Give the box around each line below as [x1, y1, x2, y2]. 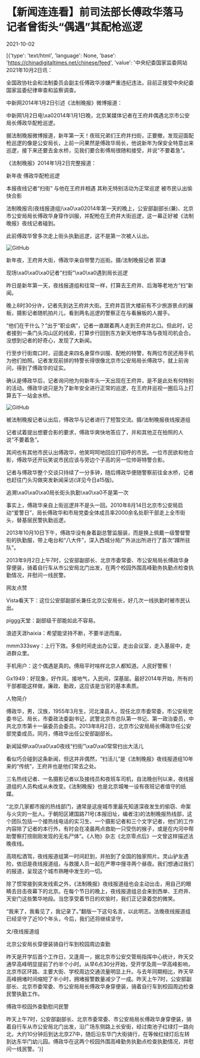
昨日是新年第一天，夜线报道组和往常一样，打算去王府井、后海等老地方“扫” [6, 281, 189, 289]
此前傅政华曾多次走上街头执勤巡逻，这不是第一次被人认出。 [6, 232, 152, 239]
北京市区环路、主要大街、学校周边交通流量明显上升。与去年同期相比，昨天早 [6, 968, 194, 975]
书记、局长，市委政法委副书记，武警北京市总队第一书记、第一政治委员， [11, 715, 189, 722]
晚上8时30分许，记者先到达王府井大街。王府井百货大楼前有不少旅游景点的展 [6, 302, 193, 309]
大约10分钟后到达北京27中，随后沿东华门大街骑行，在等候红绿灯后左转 [16, 1030, 190, 1037]
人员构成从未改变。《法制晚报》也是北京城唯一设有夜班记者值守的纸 [21, 782, 186, 790]
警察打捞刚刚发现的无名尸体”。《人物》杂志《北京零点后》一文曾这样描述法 [11, 832, 194, 840]
